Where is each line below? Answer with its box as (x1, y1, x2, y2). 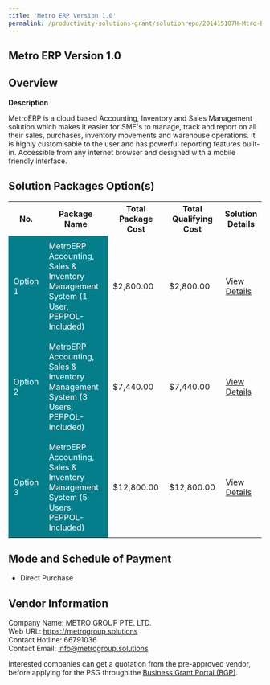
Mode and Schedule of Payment (8, 552, 172, 565)
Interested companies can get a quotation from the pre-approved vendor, (8, 659, 252, 669)
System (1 (48, 290, 88, 301)
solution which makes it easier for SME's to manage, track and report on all (8, 121, 257, 131)
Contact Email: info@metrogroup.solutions (8, 644, 149, 654)
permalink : (8, 19, 45, 27)
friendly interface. (8, 156, 68, 166)
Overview (8, 76, 59, 90)
